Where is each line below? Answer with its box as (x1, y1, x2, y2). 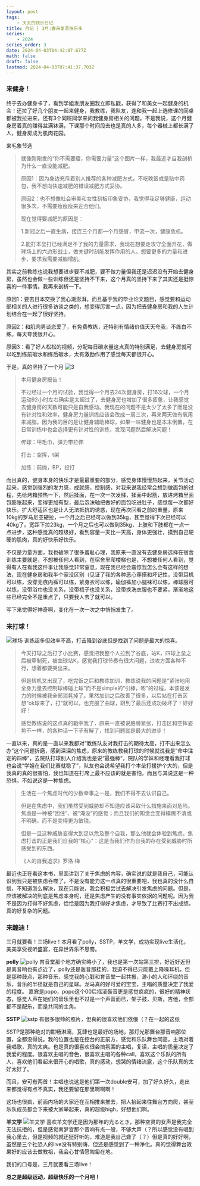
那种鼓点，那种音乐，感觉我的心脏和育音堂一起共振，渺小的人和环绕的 (11, 973, 183, 980)
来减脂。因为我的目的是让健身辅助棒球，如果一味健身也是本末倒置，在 (20, 418, 193, 425)
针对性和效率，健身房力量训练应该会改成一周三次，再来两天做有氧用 (26, 410, 193, 418)
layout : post (6, 8, 39, 15)
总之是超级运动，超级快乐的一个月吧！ (6, 1173, 100, 1181)
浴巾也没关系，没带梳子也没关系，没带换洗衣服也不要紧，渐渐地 (32, 586, 189, 593)
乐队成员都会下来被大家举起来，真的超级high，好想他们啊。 (6, 1106, 153, 1113)
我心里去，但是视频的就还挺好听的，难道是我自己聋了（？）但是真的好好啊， (6, 1133, 194, 1141)
